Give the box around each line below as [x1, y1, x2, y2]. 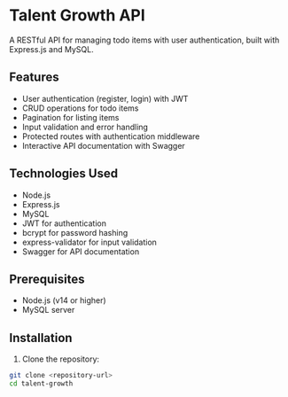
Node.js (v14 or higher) [21, 295, 106, 306]
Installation [9, 330, 73, 346]
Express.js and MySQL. [9, 43, 95, 54]
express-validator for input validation [21, 237, 158, 247]
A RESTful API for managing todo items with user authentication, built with [9, 35, 280, 45]
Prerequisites [9, 271, 85, 286]
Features [9, 70, 59, 85]
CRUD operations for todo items [21, 103, 139, 113]
